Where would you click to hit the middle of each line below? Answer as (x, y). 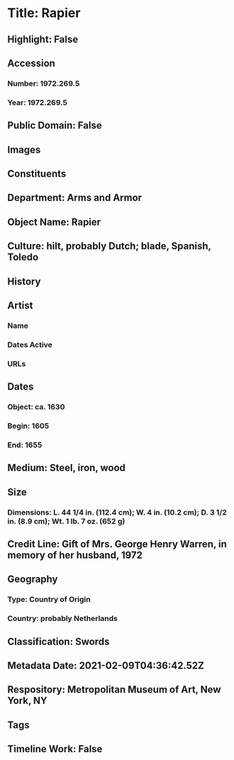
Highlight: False (43, 39)
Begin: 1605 (28, 426)
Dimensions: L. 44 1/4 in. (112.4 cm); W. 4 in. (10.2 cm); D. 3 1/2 (117, 512)
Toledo (23, 257)
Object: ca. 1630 (36, 407)
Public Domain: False (55, 126)
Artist (20, 305)
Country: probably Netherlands (63, 619)
